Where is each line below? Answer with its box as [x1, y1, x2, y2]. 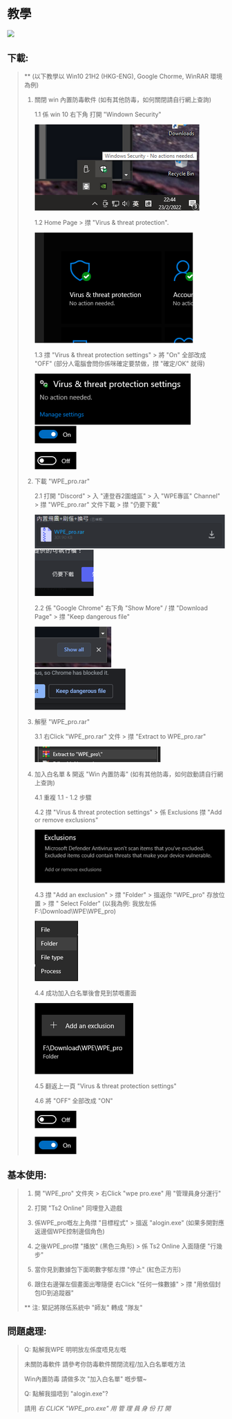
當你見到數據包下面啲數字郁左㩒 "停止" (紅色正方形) [34, 1265, 182, 1274]
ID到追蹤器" [40, 1288, 74, 1296]
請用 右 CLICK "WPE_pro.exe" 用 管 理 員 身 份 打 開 [23, 1404, 171, 1412]
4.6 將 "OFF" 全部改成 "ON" [34, 1096, 113, 1105]
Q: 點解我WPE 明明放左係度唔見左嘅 [23, 1345, 126, 1353]
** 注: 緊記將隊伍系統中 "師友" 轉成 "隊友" [23, 1303, 143, 1312]
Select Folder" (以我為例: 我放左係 [60, 899, 157, 907]
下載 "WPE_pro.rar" [34, 477, 90, 485]
